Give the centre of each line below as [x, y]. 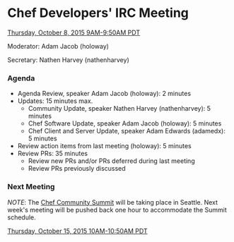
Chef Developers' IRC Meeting [98, 13]
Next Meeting [31, 187]
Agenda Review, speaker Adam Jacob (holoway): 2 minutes [104, 94]
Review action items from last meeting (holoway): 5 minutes [105, 146]
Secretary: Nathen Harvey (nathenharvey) [68, 60]
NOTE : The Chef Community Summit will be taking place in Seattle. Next [112, 202]
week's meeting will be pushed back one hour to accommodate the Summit [117, 210]
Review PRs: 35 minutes [53, 154]
